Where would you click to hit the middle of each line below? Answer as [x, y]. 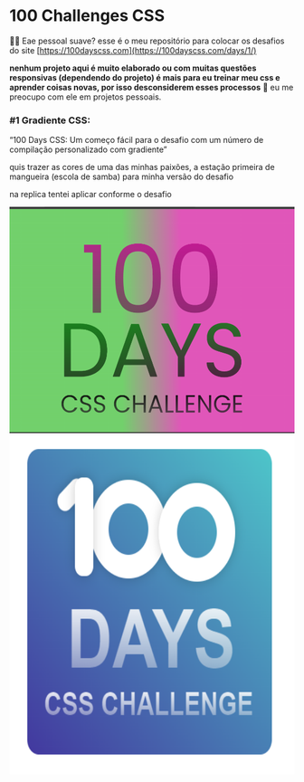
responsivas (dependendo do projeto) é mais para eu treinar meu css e [145, 77]
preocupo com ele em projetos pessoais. [85, 97]
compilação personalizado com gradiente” [88, 149]
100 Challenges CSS [87, 16]
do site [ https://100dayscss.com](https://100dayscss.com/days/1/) [133, 50]
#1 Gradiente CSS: [50, 120]
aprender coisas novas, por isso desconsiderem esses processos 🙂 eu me [152, 87]
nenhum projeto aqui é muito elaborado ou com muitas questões [133, 68]
